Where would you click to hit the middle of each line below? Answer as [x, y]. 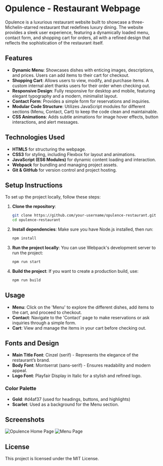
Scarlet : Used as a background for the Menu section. [65, 404]
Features [19, 58]
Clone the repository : [34, 206]
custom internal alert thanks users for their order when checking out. [81, 86]
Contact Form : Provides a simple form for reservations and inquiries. [81, 101]
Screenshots [25, 420]
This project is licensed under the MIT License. [52, 459]
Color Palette [21, 388]
